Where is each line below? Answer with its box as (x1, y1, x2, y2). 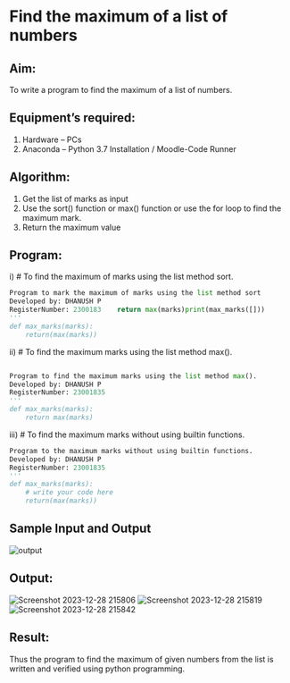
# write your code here (25, 488, 114, 497)
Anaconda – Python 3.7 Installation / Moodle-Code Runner (21, 143, 236, 154)
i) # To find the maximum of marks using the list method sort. (9, 271, 234, 282)
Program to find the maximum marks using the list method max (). (9, 371, 257, 381)
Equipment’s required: (9, 110, 136, 126)
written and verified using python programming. (9, 663, 186, 674)
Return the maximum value (21, 222, 121, 232)
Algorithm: (9, 170, 70, 185)
